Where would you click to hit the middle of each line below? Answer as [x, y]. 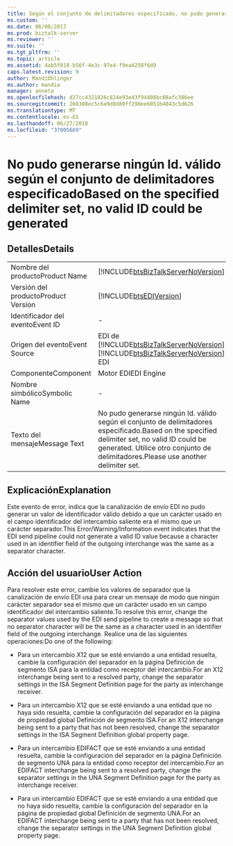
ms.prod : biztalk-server [43, 33]
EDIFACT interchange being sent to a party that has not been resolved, [118, 821]
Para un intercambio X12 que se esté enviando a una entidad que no [114, 705]
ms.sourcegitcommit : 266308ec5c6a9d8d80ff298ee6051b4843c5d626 [101, 104]
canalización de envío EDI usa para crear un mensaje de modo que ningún [113, 597]
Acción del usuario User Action [75, 573]
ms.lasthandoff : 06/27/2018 [48, 123]
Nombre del [30, 267]
